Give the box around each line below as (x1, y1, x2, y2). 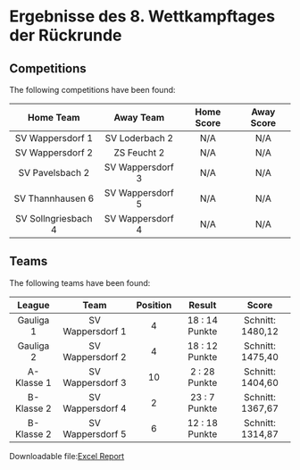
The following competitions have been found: (9, 85, 176, 95)
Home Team (28, 112, 80, 123)
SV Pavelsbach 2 (18, 167, 90, 179)
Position (136, 298, 172, 311)
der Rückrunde (9, 25, 122, 46)
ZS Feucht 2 (113, 147, 165, 158)
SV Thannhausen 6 (13, 192, 95, 205)
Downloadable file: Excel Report (9, 450, 125, 461)
